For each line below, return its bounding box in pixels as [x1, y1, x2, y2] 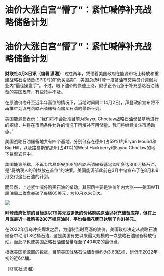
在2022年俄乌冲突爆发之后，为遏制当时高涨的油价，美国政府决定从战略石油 [5, 226, 158, 232]
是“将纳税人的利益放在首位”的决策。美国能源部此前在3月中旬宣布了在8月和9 [5, 167, 159, 173]
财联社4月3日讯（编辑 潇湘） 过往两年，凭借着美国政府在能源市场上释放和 [5, 71, 155, 77]
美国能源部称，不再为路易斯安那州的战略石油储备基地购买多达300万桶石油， [5, 162, 159, 167]
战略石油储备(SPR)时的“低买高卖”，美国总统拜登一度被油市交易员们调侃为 [9, 77, 158, 83]
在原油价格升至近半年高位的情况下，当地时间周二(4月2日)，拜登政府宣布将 [5, 99, 155, 106]
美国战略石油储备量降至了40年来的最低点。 [35, 239, 122, 245]
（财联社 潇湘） [5, 266, 37, 272]
